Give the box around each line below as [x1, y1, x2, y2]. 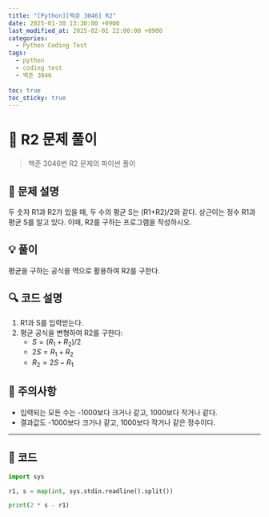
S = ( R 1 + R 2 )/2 [31, 337, 82, 349]
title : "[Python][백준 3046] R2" [8, 11, 117, 20]
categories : [8, 34, 48, 42]
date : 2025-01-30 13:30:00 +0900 [8, 19, 120, 27]
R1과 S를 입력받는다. [19, 317, 84, 327]
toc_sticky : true [8, 94, 66, 102]
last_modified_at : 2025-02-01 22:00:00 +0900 [8, 26, 163, 34]
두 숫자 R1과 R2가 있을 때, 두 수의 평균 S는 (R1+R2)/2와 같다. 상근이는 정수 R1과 [8, 208, 256, 216]
